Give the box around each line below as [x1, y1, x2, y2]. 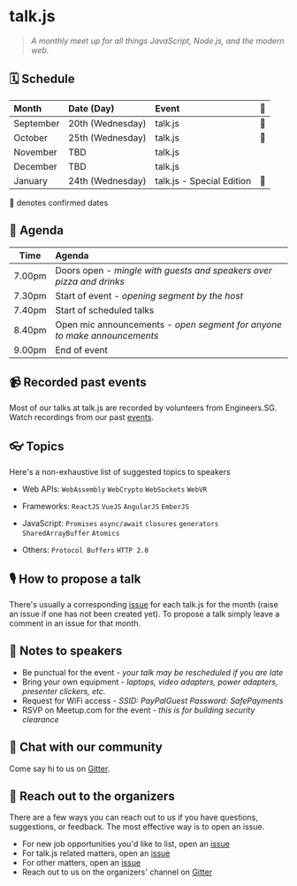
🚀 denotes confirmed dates [9, 197, 109, 208]
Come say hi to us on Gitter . [9, 763, 110, 774]
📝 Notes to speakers [9, 644, 123, 659]
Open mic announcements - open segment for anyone [55, 318, 283, 331]
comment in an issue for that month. [9, 618, 141, 629]
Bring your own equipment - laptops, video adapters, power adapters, [21, 676, 278, 687]
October [13, 131, 49, 143]
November [13, 146, 57, 158]
